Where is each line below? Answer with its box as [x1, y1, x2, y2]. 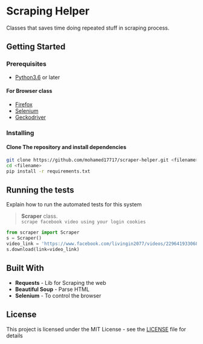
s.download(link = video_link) [6, 246, 80, 253]
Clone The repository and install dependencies [6, 144, 127, 151]
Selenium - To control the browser [14, 291, 101, 299]
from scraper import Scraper [6, 229, 80, 236]
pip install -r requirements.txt [6, 168, 91, 174]
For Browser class [6, 88, 53, 95]
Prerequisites [6, 60, 47, 68]
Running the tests [6, 185, 74, 195]
